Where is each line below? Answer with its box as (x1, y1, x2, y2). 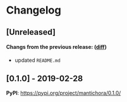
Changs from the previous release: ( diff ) (6, 44, 107, 51)
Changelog (6, 4, 61, 17)
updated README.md (14, 57, 61, 64)
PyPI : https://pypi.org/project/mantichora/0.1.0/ (6, 89, 121, 96)
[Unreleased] (6, 27, 56, 37)
